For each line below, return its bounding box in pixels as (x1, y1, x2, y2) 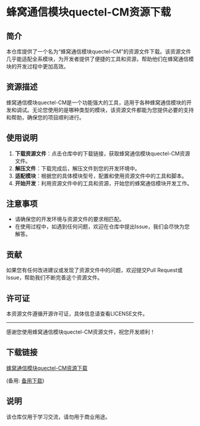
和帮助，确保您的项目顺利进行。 (6, 114, 85, 121)
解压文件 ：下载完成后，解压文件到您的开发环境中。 (14, 164, 140, 172)
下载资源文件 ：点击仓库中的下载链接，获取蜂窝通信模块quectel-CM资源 (14, 150, 190, 157)
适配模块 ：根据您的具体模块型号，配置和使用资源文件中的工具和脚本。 (14, 172, 187, 179)
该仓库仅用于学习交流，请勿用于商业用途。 (6, 413, 111, 420)
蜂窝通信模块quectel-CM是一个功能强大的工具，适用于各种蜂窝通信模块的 (6, 99, 187, 106)
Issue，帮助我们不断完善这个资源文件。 (6, 274, 103, 281)
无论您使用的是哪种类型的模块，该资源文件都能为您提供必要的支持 (32, 106, 194, 113)
